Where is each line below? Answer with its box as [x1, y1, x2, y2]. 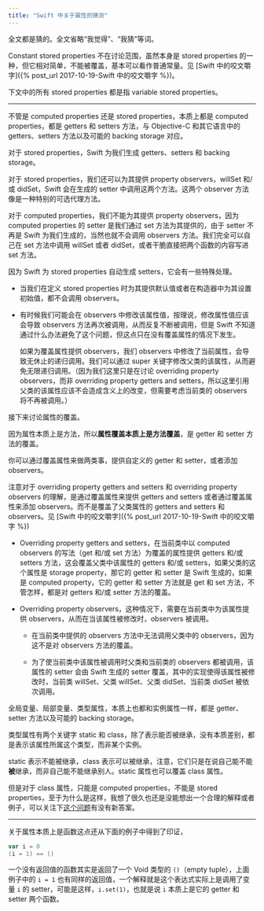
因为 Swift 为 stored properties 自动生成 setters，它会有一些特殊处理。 [8, 267, 236, 276]
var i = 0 [8, 843, 41, 850]
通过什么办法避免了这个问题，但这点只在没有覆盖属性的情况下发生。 [19, 330, 240, 339]
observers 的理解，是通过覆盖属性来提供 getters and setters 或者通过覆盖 [8, 492, 246, 501]
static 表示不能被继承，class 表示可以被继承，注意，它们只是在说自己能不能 [8, 756, 253, 765]
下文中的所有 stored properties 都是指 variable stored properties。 [8, 87, 222, 97]
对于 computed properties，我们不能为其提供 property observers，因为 [8, 210, 240, 220]
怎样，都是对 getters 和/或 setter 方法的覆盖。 [26, 587, 175, 596]
